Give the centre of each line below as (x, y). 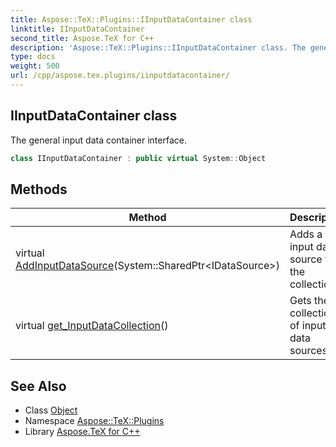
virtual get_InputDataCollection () (92, 326)
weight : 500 (35, 66)
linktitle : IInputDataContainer (77, 29)
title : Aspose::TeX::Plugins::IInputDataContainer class (131, 19)
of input (308, 326)
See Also (38, 386)
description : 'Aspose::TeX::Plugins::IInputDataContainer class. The (158, 47)
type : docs (33, 57)
